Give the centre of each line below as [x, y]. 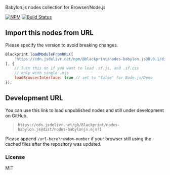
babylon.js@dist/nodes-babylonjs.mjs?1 [60, 129]
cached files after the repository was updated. [53, 144]
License [15, 157]
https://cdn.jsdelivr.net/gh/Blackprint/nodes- [69, 125]
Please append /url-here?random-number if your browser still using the [78, 139]
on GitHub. [16, 115]
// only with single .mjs [42, 73]
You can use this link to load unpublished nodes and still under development [85, 110]
